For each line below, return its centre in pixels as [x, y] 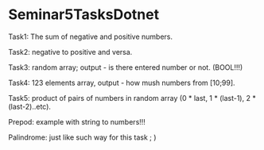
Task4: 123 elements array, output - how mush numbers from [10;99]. [122, 83]
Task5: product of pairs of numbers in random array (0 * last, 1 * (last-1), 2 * [132, 98]
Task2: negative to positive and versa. [70, 52]
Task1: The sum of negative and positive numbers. [91, 37]
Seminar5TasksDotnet [84, 15]
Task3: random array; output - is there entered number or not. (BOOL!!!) [126, 67]
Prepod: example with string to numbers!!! [77, 121]
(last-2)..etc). [30, 106]
